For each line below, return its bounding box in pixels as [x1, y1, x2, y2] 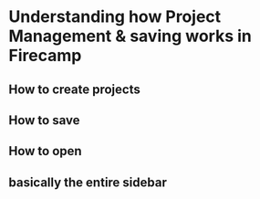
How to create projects [8, 81, 140, 97]
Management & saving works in [8, 26, 252, 47]
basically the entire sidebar [8, 174, 168, 190]
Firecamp [8, 46, 82, 66]
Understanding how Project [8, 6, 222, 27]
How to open [8, 143, 83, 159]
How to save [8, 112, 80, 128]
